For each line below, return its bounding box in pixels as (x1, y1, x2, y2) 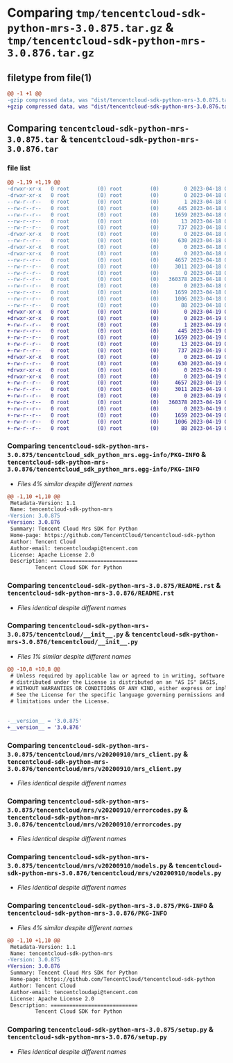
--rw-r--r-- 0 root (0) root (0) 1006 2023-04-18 (7, 296, 222, 303)
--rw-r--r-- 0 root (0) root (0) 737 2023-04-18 (7, 224, 222, 231)
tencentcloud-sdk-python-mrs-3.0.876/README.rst (7, 589, 175, 598)
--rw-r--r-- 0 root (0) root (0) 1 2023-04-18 (7, 198, 222, 205)
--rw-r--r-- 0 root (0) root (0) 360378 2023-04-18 (7, 276, 222, 283)
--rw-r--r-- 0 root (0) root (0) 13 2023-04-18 (7, 218, 222, 225)
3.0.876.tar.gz (7, 47, 95, 60)
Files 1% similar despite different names (17, 652, 132, 660)
